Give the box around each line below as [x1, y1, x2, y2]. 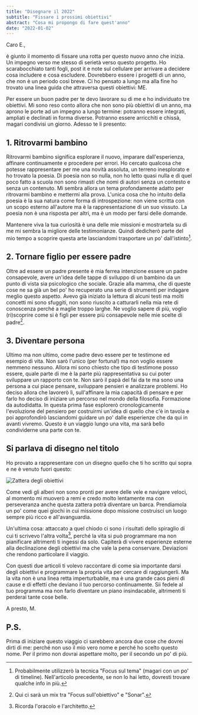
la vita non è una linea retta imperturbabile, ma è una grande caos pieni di [6, 575, 185, 582]
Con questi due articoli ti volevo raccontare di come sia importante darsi [6, 562, 181, 569]
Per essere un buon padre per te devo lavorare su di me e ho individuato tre [6, 96, 190, 103]
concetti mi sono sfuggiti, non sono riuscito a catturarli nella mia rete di [6, 299, 179, 306]
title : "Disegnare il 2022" [6, 8, 75, 15]
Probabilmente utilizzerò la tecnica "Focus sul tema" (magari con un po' [14, 667, 189, 674]
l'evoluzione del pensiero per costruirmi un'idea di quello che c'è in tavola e [6, 408, 190, 415]
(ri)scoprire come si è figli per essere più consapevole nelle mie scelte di [6, 311, 183, 319]
